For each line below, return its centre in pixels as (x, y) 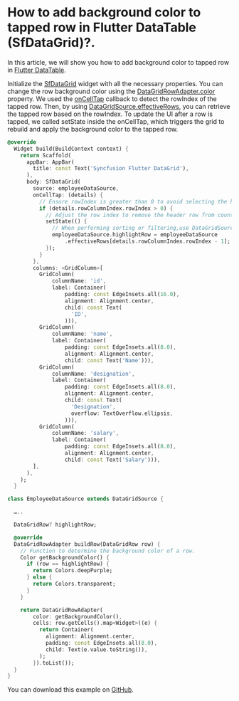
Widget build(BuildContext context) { (71, 149)
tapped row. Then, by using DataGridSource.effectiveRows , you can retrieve (119, 106)
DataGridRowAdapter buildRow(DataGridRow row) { (87, 544)
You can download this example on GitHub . (70, 690)
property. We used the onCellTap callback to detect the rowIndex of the (112, 99)
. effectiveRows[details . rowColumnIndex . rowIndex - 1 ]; (148, 242)
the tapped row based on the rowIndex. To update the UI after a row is (110, 114)
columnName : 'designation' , (94, 374)
